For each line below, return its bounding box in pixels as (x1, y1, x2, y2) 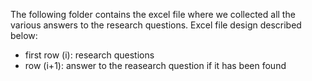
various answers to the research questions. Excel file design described (10, 19, 302, 31)
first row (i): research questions (24, 49, 155, 61)
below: (10, 30, 38, 41)
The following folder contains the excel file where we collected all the (10, 9, 296, 20)
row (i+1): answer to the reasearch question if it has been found (24, 60, 287, 71)
